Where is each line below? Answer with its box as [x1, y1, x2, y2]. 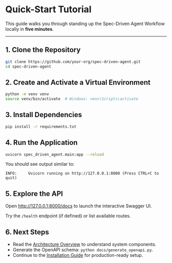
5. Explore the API [5, 189, 63, 198]
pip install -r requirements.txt [5, 124, 77, 129]
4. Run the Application [5, 138, 78, 147]
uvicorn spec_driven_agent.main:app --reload [5, 152, 104, 157]
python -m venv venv [5, 92, 50, 97]
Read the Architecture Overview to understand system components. [12, 242, 157, 248]
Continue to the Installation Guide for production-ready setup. [12, 252, 143, 258]
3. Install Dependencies [5, 111, 82, 119]
